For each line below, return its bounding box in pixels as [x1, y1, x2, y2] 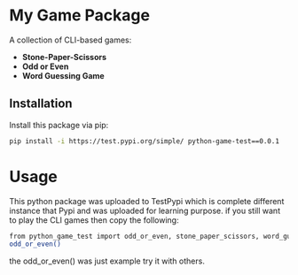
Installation [9, 96, 73, 111]
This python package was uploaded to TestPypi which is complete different [9, 195, 285, 206]
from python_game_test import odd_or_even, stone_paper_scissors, [9, 232, 260, 241]
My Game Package [9, 5, 151, 26]
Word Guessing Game [21, 70, 105, 80]
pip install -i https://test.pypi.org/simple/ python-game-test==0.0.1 [9, 136, 279, 146]
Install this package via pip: [9, 119, 109, 130]
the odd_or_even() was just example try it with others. [9, 256, 206, 266]
